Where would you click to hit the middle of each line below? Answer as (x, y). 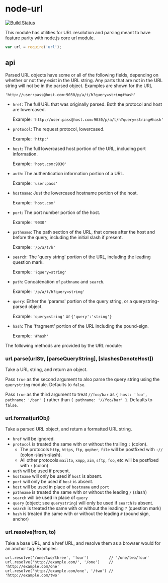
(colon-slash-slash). (41, 455)
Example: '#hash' (31, 336)
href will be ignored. (34, 439)
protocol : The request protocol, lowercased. (58, 129)
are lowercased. (29, 109)
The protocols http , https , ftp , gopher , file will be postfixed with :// (91, 450)
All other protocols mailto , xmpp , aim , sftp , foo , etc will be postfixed (89, 460)
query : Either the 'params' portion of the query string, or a (72, 301)
